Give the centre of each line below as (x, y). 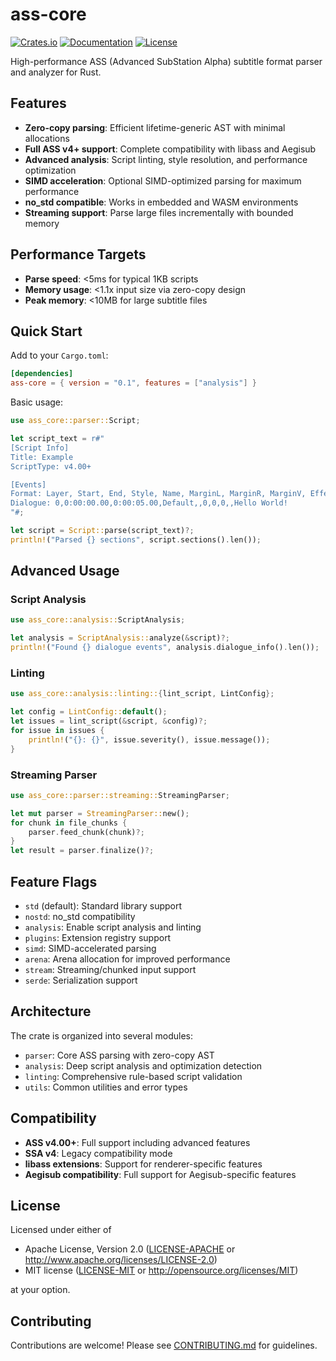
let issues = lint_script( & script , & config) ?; (109, 721)
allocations (47, 138)
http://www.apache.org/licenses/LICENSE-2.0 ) (121, 1260)
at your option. (40, 1290)
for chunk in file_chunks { (69, 823)
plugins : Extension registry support (98, 937)
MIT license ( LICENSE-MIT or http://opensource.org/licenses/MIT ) (161, 1270)
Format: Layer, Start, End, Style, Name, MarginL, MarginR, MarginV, (158, 494)
